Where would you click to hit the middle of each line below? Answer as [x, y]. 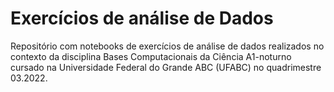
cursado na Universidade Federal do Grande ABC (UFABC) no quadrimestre [166, 67]
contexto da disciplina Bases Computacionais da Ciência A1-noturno [151, 56]
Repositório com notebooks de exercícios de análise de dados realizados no [167, 46]
